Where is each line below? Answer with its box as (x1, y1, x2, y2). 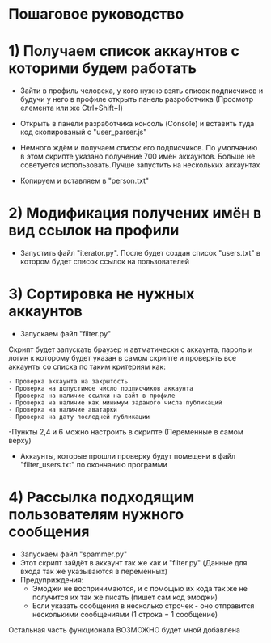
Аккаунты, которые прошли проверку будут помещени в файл (19, 451, 236, 461)
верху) (8, 436, 32, 445)
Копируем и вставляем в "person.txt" (19, 176, 150, 186)
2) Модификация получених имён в (8, 204, 262, 222)
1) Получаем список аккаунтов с (8, 42, 240, 61)
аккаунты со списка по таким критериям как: (8, 362, 166, 371)
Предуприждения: (19, 575, 84, 585)
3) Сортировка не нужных (8, 285, 195, 303)
